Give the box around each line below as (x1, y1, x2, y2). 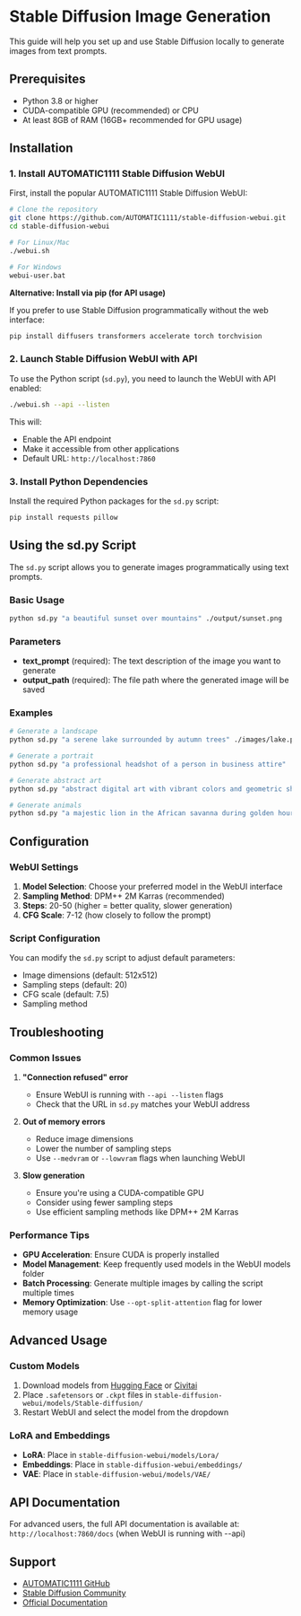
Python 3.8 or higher (21, 95, 99, 106)
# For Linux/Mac (9, 238, 70, 248)
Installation (9, 141, 73, 156)
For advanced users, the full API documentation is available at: (9, 1519, 240, 1530)
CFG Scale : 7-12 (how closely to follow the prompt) (21, 909, 211, 921)
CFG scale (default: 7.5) (21, 989, 109, 1000)
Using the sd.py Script (9, 538, 137, 553)
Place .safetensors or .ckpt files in (21, 1390, 152, 1401)
